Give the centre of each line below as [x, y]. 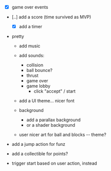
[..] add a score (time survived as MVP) [51, 17]
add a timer [30, 27]
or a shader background [51, 125]
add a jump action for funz [39, 144]
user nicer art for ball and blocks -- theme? [63, 135]
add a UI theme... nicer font [47, 101]
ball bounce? [39, 70]
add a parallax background [54, 120]
